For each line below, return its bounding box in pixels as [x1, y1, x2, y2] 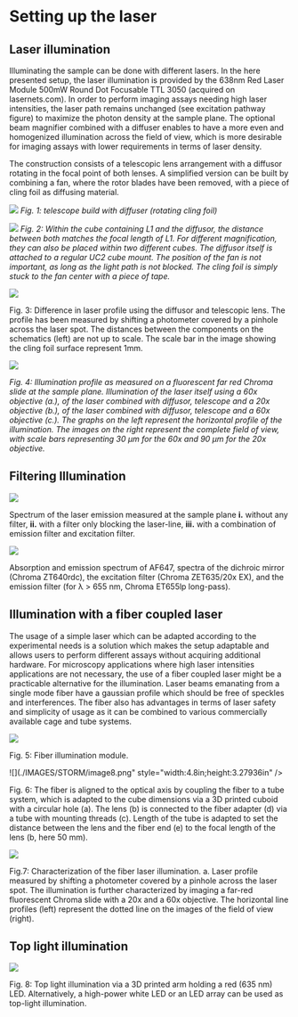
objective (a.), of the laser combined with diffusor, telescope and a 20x [9, 396, 270, 406]
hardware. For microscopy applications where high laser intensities [9, 659, 255, 669]
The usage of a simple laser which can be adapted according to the [9, 630, 257, 641]
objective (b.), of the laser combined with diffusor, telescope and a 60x [9, 406, 270, 415]
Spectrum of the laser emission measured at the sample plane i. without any [9, 509, 289, 520]
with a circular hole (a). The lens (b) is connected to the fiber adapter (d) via [9, 803, 287, 814]
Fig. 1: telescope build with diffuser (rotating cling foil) [20, 205, 218, 216]
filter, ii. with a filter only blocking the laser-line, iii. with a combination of [9, 519, 277, 529]
